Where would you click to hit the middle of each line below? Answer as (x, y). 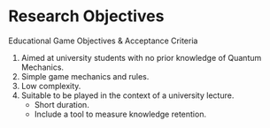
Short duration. (62, 104)
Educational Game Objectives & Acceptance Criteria (103, 41)
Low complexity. (51, 86)
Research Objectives (86, 16)
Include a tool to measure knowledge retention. (120, 114)
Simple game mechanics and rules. (85, 76)
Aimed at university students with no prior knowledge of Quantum (141, 57)
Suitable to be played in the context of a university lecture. (127, 95)
